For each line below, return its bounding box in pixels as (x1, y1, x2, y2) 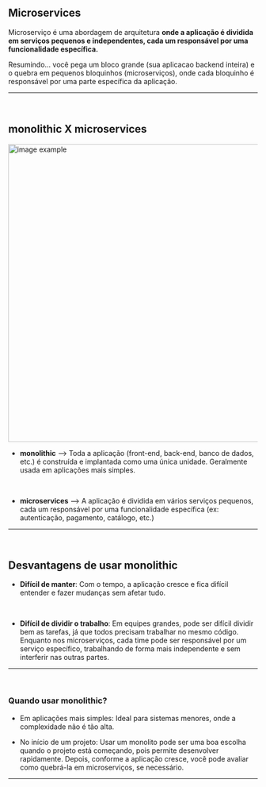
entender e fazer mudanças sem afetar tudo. (19, 588, 166, 598)
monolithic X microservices (8, 122, 147, 136)
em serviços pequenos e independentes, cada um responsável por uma (8, 36, 249, 45)
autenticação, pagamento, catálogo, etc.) (19, 512, 154, 523)
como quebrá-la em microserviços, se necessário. (19, 762, 184, 772)
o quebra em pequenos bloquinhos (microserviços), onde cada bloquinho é (8, 68, 255, 78)
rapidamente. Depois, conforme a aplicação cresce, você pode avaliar (19, 754, 249, 763)
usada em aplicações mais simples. (19, 465, 136, 475)
